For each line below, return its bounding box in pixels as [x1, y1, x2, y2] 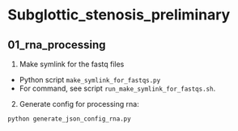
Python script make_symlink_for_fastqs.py [19, 75, 161, 84]
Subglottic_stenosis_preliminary [7, 6, 231, 24]
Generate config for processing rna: [19, 99, 139, 108]
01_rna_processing [7, 38, 106, 52]
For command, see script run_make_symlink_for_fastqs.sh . [19, 83, 216, 93]
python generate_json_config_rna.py [7, 115, 131, 123]
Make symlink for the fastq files [19, 59, 125, 69]
